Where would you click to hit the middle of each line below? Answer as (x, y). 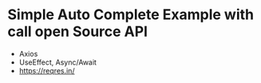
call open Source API (78, 32)
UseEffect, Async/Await (58, 62)
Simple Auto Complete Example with (131, 15)
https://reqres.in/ (47, 70)
